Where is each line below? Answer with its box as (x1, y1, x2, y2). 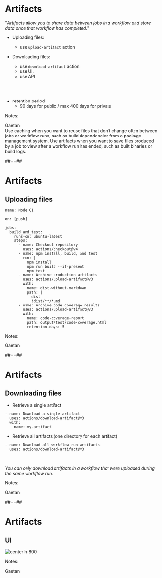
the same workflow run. (5, 470, 53, 476)
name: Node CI (5, 208, 34, 213)
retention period (12, 98, 45, 104)
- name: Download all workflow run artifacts (5, 442, 100, 447)
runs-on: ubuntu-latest (14, 234, 63, 238)
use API (19, 73, 35, 79)
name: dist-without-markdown (27, 285, 87, 290)
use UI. (19, 68, 34, 74)
